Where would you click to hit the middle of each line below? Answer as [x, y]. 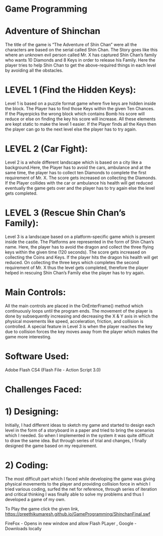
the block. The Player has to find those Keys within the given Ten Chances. [80, 109]
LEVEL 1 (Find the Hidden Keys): [71, 90]
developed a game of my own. [35, 499]
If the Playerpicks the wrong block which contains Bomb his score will [75, 114]
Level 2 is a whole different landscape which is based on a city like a [73, 162]
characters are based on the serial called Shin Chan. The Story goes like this [81, 50]
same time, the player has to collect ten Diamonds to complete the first [76, 173]
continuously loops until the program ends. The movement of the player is [79, 311]
